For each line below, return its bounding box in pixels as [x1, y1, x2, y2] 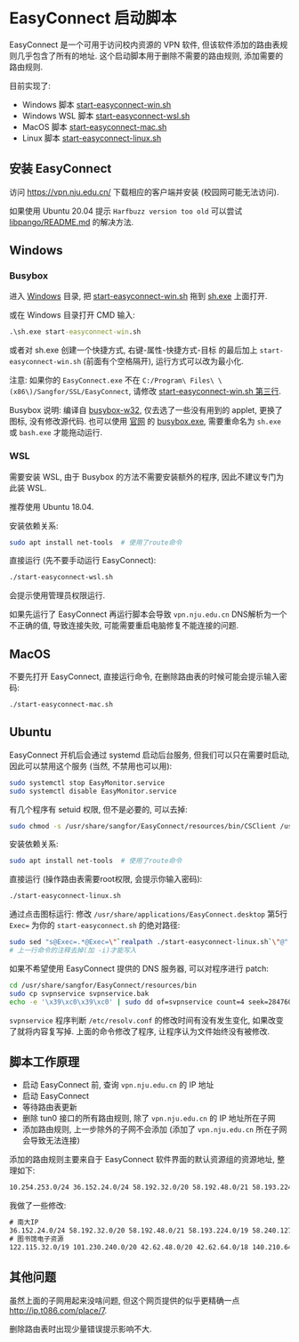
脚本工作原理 [9, 1055, 80, 1069]
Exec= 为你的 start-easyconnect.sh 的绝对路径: [9, 920, 181, 931]
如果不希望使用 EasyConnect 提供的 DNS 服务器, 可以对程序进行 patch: [9, 963, 270, 974]
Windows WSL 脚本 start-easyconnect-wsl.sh [21, 110, 190, 121]
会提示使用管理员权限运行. [9, 590, 106, 601]
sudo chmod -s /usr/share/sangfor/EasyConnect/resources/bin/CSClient [9, 821, 277, 830]
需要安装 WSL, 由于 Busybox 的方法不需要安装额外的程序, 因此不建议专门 [9, 471, 277, 481]
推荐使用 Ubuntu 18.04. [9, 501, 94, 512]
